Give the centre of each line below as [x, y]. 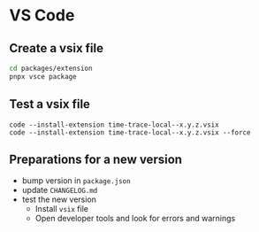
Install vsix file [61, 209]
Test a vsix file [50, 104]
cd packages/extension [51, 68]
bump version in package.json [76, 181]
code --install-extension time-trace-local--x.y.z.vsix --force [130, 132]
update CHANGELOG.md [60, 190]
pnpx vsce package [43, 76]
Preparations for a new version [96, 159]
